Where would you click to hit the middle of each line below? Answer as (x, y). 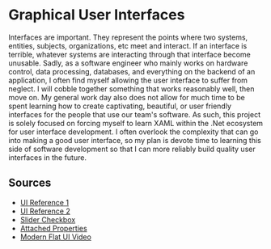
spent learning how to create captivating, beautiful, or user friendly (120, 106)
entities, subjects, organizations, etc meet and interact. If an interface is (128, 45)
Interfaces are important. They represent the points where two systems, (128, 37)
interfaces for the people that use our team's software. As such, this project (135, 114)
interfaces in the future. (48, 157)
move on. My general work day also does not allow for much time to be (127, 97)
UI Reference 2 (45, 211)
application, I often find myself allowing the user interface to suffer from (128, 80)
